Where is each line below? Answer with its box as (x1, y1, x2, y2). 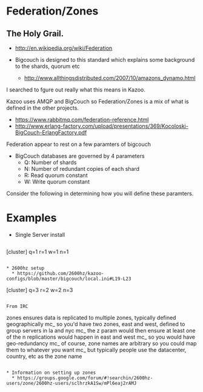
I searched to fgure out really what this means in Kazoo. (6, 86, 145, 93)
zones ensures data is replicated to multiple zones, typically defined (6, 314, 176, 321)
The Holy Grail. (6, 28, 64, 39)
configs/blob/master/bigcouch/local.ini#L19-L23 (6, 276, 131, 282)
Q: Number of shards (24, 159, 77, 166)
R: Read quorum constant (24, 171, 88, 179)
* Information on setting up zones (6, 370, 96, 376)
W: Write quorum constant (24, 178, 90, 185)
